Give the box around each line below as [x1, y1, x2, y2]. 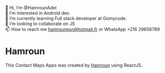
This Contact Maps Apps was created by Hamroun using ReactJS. [5, 62, 143, 68]
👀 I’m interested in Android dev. [5, 10, 71, 16]
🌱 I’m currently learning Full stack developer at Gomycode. [5, 15, 127, 21]
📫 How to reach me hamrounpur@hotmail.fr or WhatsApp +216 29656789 [5, 26, 160, 32]
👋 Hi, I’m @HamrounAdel [5, 5, 57, 10]
